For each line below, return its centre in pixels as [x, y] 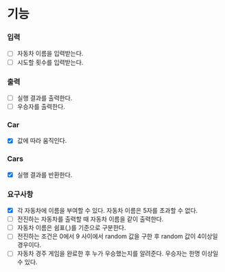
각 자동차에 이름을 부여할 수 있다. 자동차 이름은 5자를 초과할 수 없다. [107, 211]
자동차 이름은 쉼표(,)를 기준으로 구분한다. [71, 228]
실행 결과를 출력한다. [45, 98]
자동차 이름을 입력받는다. [50, 54]
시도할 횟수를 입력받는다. [50, 62]
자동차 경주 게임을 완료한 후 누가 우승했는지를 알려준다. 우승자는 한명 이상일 [118, 253]
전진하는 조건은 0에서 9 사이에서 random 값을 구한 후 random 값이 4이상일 [117, 236]
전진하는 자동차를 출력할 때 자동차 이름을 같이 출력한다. [90, 219]
